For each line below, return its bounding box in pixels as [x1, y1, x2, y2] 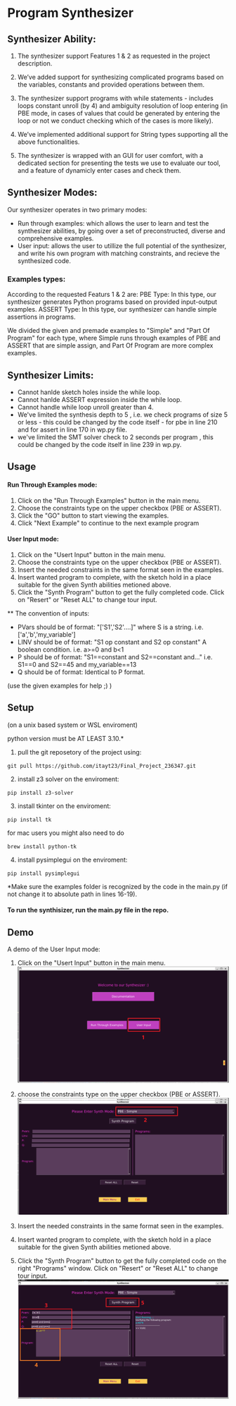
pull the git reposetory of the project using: [17, 747, 142, 756]
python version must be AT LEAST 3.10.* [7, 734, 124, 742]
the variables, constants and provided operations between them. [17, 80, 205, 89]
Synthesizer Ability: [7, 33, 96, 45]
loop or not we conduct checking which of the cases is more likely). [17, 116, 214, 125]
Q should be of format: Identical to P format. [17, 668, 145, 676]
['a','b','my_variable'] [17, 630, 76, 639]
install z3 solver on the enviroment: [17, 774, 119, 783]
